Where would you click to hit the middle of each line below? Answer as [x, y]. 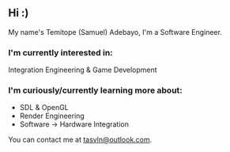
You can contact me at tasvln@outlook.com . [80, 140]
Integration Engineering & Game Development [83, 70]
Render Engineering [52, 116]
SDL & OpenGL [44, 108]
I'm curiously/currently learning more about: [96, 90]
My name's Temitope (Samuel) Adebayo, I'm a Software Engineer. [115, 32]
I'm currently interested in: [60, 52]
